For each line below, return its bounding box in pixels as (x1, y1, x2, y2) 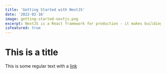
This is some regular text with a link (5, 63, 78, 69)
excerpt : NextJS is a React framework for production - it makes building (5, 21, 163, 26)
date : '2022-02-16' (5, 12, 45, 17)
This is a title (5, 47, 58, 58)
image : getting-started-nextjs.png (5, 16, 79, 21)
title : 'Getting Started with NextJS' (5, 7, 85, 12)
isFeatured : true (5, 26, 41, 31)
